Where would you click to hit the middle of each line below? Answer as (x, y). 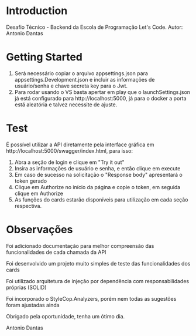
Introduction (37, 11)
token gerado (31, 181)
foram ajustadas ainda (33, 305)
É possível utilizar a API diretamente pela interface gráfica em (80, 145)
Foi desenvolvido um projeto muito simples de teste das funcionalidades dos (98, 263)
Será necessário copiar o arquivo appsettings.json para (81, 73)
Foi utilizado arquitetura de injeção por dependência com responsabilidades (97, 281)
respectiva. (28, 206)
